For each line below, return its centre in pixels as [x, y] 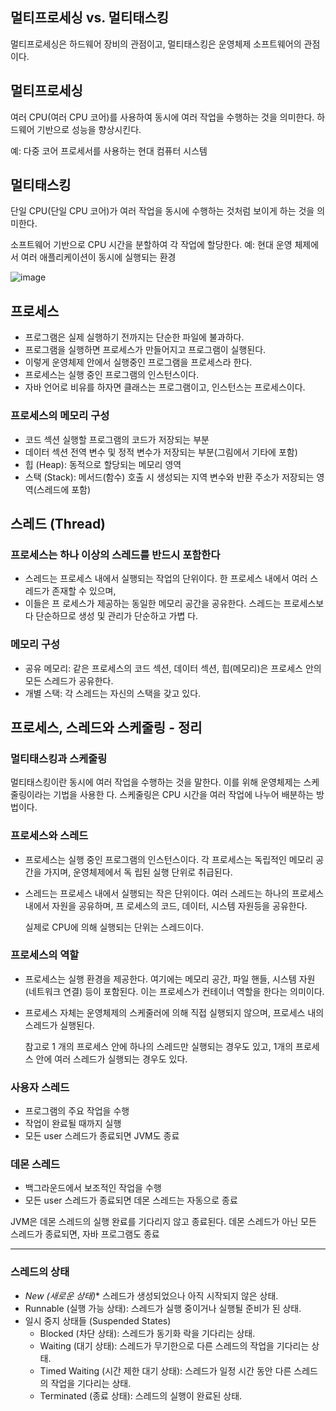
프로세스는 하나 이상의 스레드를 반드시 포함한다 [115, 555]
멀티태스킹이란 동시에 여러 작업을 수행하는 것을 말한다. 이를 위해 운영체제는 [156, 782]
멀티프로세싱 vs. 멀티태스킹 [90, 18]
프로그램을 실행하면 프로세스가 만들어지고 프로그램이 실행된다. [145, 350]
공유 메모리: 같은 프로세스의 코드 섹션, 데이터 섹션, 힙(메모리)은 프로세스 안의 [173, 668]
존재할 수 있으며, [84, 591]
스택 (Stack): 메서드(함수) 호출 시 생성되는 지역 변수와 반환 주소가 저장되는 [169, 477]
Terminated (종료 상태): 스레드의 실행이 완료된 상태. [141, 1395]
